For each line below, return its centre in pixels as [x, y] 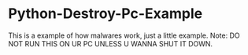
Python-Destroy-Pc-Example [105, 14]
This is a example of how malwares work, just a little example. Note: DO [124, 35]
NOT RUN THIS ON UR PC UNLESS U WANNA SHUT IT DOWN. [111, 43]
